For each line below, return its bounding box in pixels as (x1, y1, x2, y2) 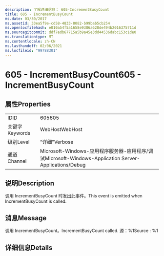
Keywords (7, 129, 31, 136)
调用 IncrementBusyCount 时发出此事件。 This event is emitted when (5, 193, 143, 199)
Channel (7, 157, 27, 164)
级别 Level (7, 138, 30, 145)
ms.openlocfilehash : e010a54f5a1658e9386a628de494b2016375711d (5, 25, 137, 30)
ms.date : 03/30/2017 (5, 16, 47, 21)
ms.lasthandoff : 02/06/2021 (5, 43, 62, 48)
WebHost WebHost (40, 126, 82, 132)
